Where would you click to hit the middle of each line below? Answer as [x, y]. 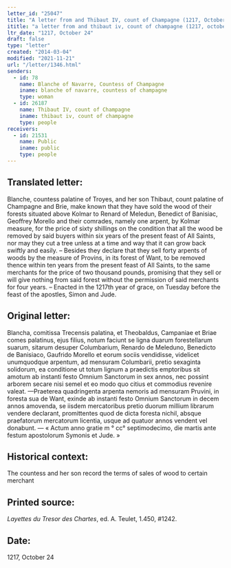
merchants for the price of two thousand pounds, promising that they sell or [114, 272]
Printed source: [41, 502]
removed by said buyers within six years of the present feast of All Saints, [111, 236]
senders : [20, 71]
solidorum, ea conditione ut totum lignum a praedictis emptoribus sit [104, 369]
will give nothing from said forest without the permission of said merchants [113, 279]
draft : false [26, 39]
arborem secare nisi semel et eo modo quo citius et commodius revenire [110, 384]
